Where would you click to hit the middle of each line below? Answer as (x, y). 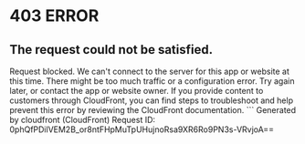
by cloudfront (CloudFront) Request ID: (83, 120)
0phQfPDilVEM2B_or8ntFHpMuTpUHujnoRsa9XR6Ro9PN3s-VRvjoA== (142, 129)
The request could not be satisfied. (111, 50)
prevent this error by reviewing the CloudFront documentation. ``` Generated (153, 110)
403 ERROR (54, 16)
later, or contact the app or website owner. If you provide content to (137, 91)
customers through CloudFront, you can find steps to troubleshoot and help (152, 100)
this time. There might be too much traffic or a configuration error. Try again (152, 81)
